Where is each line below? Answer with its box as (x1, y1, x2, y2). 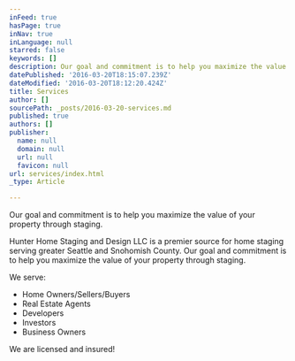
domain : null (17, 144, 65, 153)
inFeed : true (9, 12, 57, 22)
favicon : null (17, 161, 69, 170)
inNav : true (9, 29, 53, 38)
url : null (17, 152, 53, 162)
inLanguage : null (9, 37, 73, 47)
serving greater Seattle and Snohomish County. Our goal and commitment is (9, 245, 287, 257)
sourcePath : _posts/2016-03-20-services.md (9, 104, 172, 112)
